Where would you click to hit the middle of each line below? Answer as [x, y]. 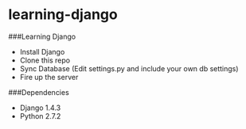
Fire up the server [49, 77]
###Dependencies [39, 92]
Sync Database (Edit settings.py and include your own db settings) [129, 68]
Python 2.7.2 [40, 116]
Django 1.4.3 [40, 108]
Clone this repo [45, 60]
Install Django [42, 51]
